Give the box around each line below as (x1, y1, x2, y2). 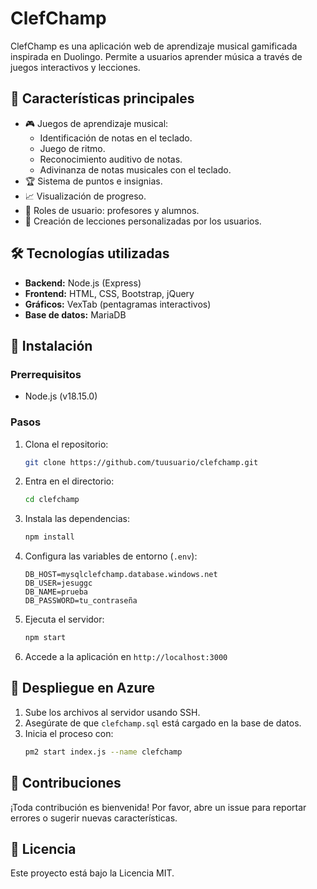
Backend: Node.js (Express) (24, 277, 142, 289)
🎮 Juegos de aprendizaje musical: (24, 117, 169, 129)
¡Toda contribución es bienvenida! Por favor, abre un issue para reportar (10, 801, 307, 813)
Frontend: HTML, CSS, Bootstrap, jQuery (24, 287, 195, 299)
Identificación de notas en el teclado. (39, 132, 193, 144)
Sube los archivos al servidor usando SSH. (24, 706, 201, 718)
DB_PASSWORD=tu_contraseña (24, 596, 138, 606)
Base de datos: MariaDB (24, 308, 127, 321)
